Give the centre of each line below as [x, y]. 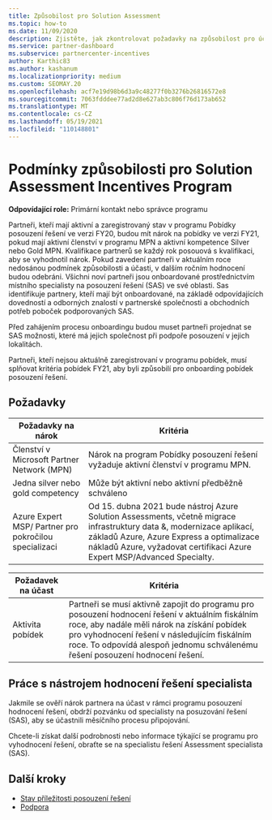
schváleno [108, 493]
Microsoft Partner [46, 460]
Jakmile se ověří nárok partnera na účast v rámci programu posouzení [125, 703]
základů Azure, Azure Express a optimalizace [174, 537]
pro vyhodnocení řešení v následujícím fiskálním [160, 634]
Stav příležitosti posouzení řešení [75, 798]
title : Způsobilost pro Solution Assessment [85, 16]
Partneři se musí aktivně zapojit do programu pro [161, 604]
